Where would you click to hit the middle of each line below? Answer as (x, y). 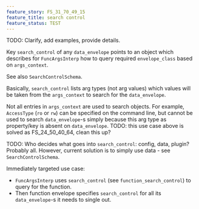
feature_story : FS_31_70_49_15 (46, 12)
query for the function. (43, 187)
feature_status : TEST (34, 23)
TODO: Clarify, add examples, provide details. (63, 41)
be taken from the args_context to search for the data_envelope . (86, 95)
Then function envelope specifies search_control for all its (88, 193)
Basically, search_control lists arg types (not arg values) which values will (99, 88)
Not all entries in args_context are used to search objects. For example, (96, 107)
